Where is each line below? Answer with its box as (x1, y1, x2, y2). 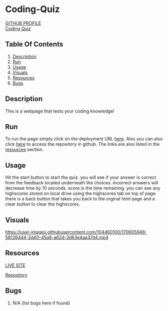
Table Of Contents (5, 40, 64, 49)
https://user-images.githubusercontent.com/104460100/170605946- (5, 229, 147, 235)
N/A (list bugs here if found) (12, 300, 70, 306)
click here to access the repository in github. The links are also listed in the (5, 141, 160, 147)
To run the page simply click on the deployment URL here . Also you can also (5, 136, 163, 142)
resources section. (5, 147, 44, 153)
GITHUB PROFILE (5, 20, 42, 26)
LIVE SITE (5, 262, 26, 268)
